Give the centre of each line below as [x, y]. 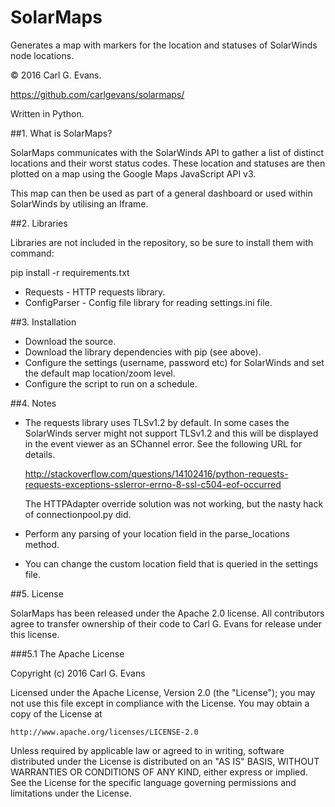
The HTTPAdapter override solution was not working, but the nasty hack [174, 503]
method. [42, 544]
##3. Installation [43, 322]
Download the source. [70, 341]
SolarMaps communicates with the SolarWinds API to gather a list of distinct [167, 152]
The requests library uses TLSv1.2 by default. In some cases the [157, 422]
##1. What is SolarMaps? [61, 133]
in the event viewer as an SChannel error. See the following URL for [163, 443]
